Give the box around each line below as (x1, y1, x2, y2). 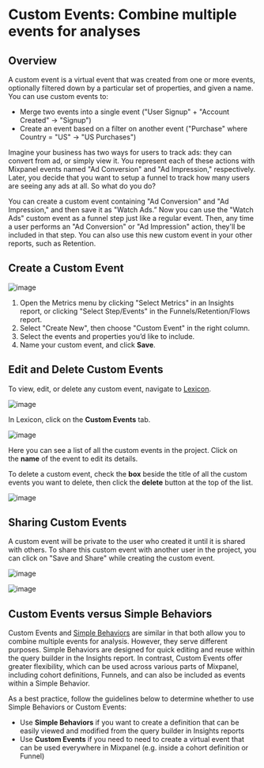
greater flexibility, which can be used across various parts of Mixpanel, (8, 662, 239, 671)
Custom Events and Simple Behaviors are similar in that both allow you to (8, 628, 246, 638)
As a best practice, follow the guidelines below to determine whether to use (8, 694, 255, 704)
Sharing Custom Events (8, 516, 127, 530)
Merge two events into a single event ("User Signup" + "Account (19, 107, 230, 116)
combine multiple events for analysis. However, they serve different (8, 637, 228, 646)
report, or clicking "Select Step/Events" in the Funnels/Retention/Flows (19, 306, 251, 316)
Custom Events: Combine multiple (8, 6, 237, 24)
